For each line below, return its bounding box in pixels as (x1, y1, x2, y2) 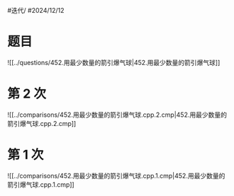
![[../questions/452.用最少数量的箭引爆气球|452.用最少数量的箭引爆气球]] (7, 58, 221, 67)
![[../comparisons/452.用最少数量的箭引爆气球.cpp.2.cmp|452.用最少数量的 (7, 110, 227, 119)
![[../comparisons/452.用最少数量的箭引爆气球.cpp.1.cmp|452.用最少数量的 (7, 171, 225, 180)
